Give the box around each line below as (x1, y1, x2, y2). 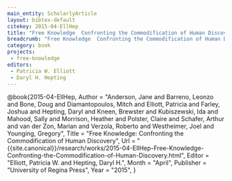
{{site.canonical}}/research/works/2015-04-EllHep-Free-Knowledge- (7, 144, 204, 152)
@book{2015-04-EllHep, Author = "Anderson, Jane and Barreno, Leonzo (7, 93, 214, 101)
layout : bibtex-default (7, 17, 76, 23)
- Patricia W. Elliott (10, 67, 76, 74)
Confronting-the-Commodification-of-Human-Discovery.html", (7, 151, 186, 160)
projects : (7, 49, 36, 56)
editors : (7, 61, 32, 68)
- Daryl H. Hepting (10, 74, 67, 81)
